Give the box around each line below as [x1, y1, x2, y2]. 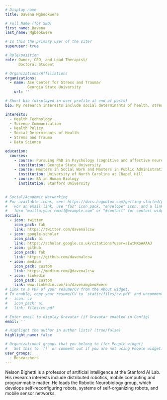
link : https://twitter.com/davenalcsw [14, 227, 94, 232]
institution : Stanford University [18, 181, 90, 186]
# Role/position [5, 53, 39, 58]
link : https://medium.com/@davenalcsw [14, 268, 94, 273]
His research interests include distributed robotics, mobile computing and [5, 374, 156, 380]
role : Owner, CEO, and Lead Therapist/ [5, 57, 88, 62]
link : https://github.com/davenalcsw [14, 254, 92, 260]
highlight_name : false [5, 332, 52, 338]
